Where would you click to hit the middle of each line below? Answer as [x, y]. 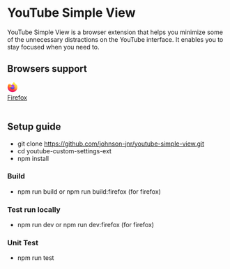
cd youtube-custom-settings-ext [64, 151]
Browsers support [47, 69]
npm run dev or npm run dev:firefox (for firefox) [86, 225]
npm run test [36, 258]
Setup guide [34, 127]
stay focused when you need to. [53, 47]
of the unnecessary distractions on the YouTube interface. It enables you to [115, 39]
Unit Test [23, 243]
